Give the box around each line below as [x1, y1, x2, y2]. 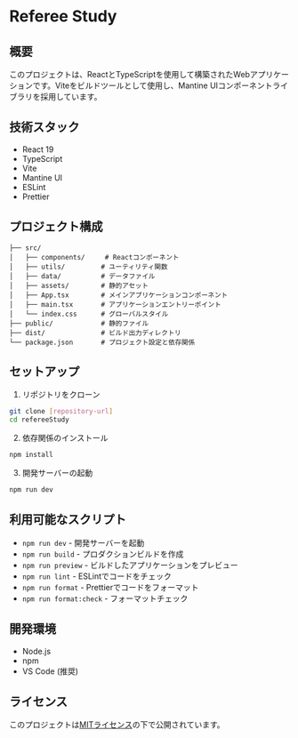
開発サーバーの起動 [21, 468, 93, 478]
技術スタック [9, 120, 80, 135]
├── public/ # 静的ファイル [9, 318, 149, 328]
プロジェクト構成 [9, 220, 103, 235]
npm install [9, 451, 53, 460]
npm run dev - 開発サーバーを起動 [21, 537, 145, 548]
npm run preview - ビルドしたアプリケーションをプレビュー [21, 559, 238, 570]
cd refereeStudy [9, 415, 69, 424]
